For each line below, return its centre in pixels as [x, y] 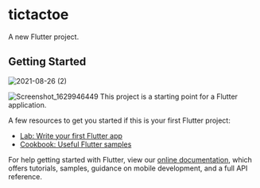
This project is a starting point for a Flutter [169, 96]
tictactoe [39, 15]
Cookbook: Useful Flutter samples [76, 144]
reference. [25, 176]
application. [27, 104]
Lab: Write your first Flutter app [71, 135]
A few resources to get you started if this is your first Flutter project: [119, 120]
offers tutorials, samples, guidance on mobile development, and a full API [128, 168]
